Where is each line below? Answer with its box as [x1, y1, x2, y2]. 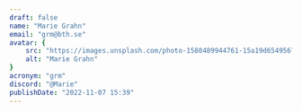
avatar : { [9, 38, 47, 47]
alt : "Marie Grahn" [25, 55, 99, 64]
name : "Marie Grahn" [9, 21, 87, 30]
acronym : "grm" [9, 72, 67, 81]
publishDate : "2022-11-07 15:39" [9, 88, 135, 97]
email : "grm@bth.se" [9, 30, 87, 38]
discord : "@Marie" [9, 80, 78, 89]
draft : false [9, 13, 58, 22]
